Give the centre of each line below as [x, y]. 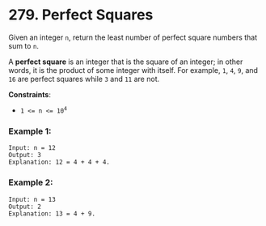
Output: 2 [25, 207]
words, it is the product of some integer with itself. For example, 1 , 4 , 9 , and [133, 70]
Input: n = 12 [32, 148]
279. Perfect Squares [81, 15]
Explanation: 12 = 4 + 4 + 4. [59, 162]
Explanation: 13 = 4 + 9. [52, 213]
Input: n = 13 [32, 199]
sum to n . [23, 45]
